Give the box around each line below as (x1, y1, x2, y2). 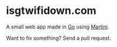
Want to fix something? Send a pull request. (6, 34, 111, 41)
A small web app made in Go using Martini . (6, 23, 109, 30)
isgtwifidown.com (6, 4, 97, 17)
